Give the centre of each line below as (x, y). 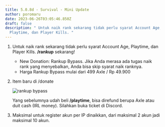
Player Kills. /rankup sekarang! (44, 52)
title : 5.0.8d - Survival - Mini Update (47, 10)
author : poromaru (23, 14)
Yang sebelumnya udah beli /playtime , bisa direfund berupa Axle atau (83, 100)
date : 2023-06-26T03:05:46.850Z (38, 19)
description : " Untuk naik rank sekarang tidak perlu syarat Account (78, 28)
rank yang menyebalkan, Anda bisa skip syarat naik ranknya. (81, 66)
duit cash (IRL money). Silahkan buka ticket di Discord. (67, 106)
